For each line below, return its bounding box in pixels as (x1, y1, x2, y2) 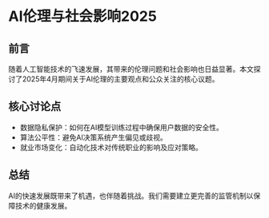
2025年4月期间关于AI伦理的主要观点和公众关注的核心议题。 (22, 74, 219, 84)
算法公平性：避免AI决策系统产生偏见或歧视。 (19, 133, 168, 142)
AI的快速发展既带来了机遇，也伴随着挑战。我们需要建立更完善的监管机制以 (8, 191, 254, 200)
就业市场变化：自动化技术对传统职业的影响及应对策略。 (19, 142, 203, 152)
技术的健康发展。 (14, 200, 72, 210)
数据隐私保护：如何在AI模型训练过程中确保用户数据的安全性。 (19, 122, 224, 132)
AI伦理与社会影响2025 (8, 7, 158, 26)
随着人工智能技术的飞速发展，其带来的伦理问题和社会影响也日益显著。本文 (8, 65, 254, 73)
